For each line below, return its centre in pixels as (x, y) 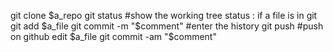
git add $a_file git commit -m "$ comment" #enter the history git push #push (167, 26)
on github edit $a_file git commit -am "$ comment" (113, 36)
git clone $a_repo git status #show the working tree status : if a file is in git (164, 15)
